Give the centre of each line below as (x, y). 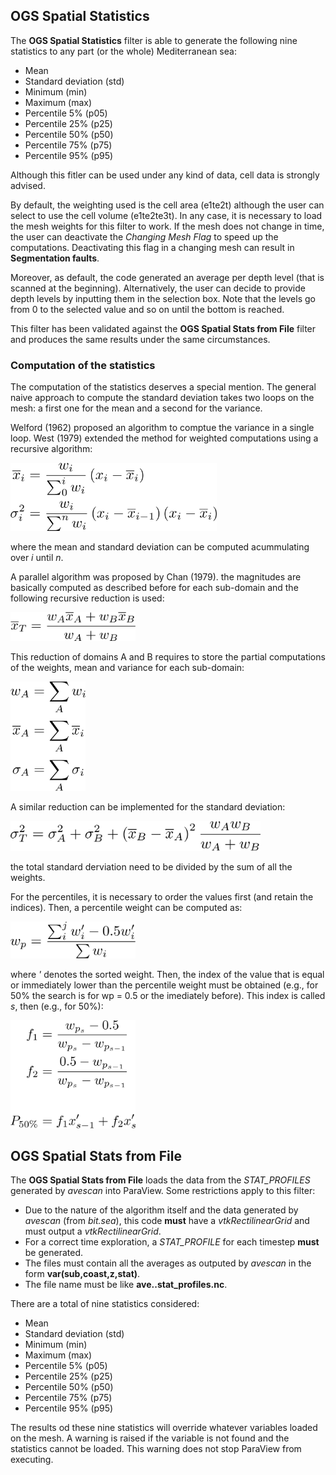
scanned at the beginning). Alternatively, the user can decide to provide (158, 288)
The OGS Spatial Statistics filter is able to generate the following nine (154, 40)
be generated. (53, 1253)
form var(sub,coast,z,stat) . (82, 1274)
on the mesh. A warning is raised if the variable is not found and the (150, 1438)
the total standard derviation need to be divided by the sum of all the (151, 867)
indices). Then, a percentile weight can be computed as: (126, 908)
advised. (28, 185)
